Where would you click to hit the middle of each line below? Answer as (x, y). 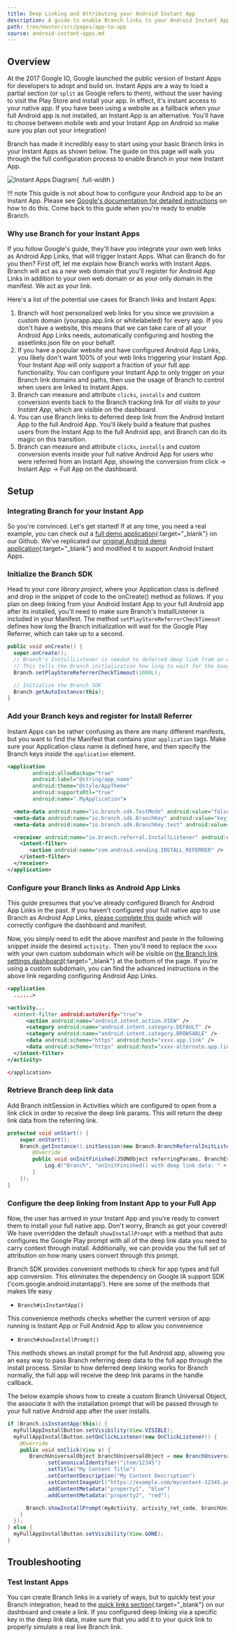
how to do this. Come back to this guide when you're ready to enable (107, 208)
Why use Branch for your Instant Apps (73, 234)
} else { (20, 1528)
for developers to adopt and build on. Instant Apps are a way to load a (108, 86)
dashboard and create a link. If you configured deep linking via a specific (112, 1612)
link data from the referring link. (53, 1120)
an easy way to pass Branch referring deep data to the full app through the (115, 1360)
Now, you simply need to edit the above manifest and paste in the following (115, 939)
